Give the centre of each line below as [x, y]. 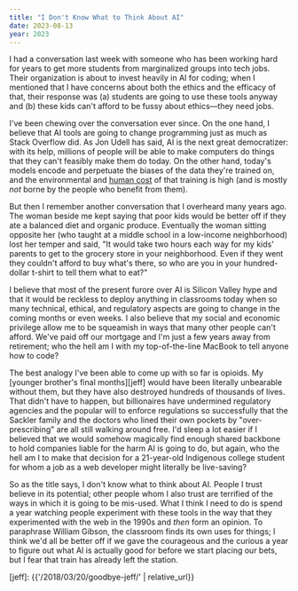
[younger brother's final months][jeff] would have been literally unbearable [145, 382]
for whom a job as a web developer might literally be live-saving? [128, 468]
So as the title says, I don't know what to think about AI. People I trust [136, 485]
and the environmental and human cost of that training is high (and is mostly [149, 180]
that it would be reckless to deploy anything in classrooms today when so [143, 299]
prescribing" [32, 429]
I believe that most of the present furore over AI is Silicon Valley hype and [143, 290]
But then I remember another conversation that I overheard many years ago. [148, 207]
